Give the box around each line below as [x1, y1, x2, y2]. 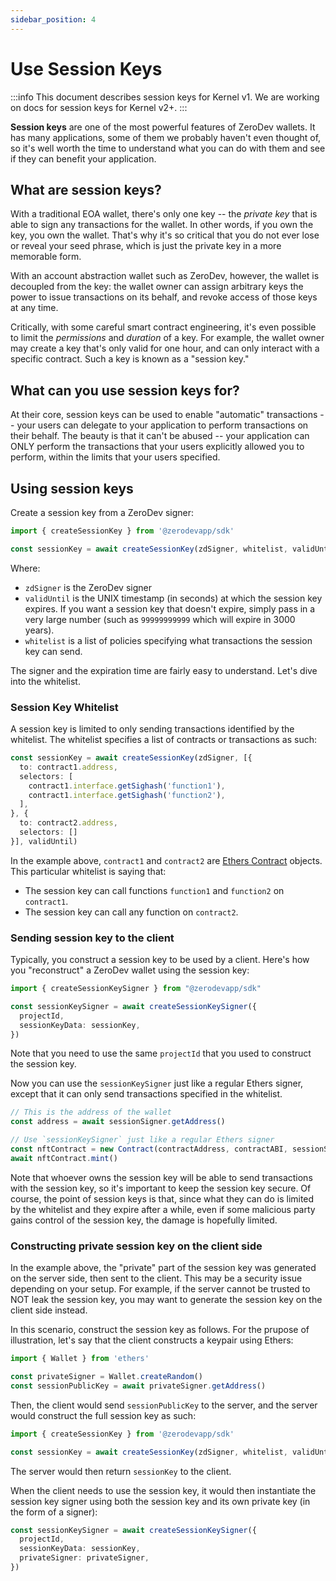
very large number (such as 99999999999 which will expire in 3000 [24, 613, 296, 625]
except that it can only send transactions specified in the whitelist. [10, 1088, 283, 1100]
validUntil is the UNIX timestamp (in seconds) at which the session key [24, 592, 323, 604]
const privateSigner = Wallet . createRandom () [10, 1372, 203, 1382]
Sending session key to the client [10, 931, 175, 945]
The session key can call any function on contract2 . [24, 906, 239, 918]
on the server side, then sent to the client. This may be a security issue [10, 1272, 303, 1285]
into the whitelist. [10, 675, 81, 687]
